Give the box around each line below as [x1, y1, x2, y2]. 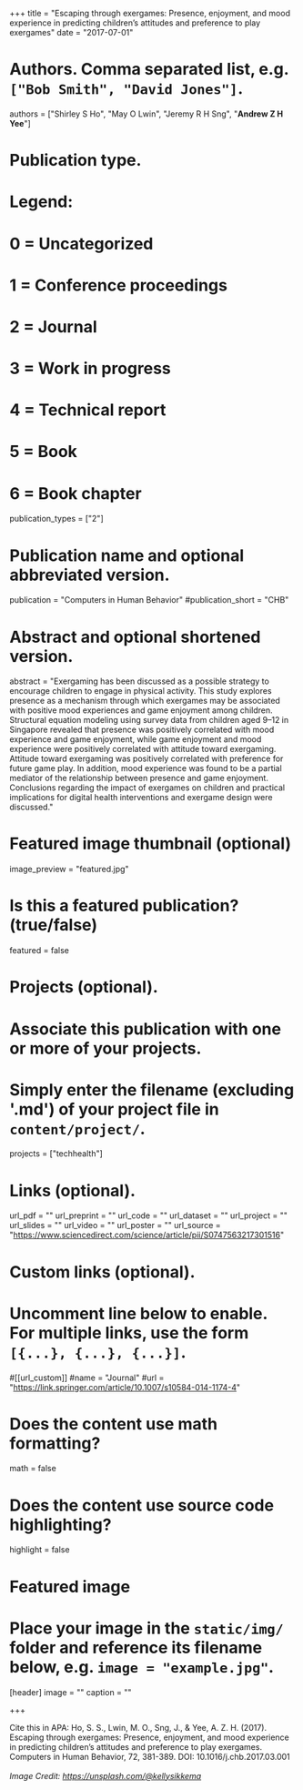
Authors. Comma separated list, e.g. [9, 59, 289, 80]
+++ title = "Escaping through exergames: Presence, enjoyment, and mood [9, 8, 291, 18]
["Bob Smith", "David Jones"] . [9, 78, 244, 99]
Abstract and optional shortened [9, 626, 261, 647]
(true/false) [9, 915, 98, 936]
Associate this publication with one [9, 1019, 282, 1039]
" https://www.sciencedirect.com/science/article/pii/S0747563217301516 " [9, 1229, 285, 1241]
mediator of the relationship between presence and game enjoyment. [9, 773, 268, 784]
